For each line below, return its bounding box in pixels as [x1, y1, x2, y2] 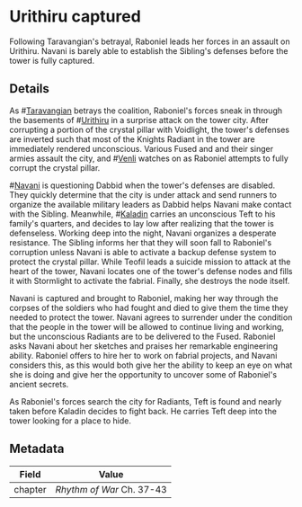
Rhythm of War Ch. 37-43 [55, 483, 168, 495]
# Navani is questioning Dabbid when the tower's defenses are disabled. [9, 180, 276, 191]
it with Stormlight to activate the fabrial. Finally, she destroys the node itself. [9, 275, 290, 286]
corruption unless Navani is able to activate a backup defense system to [9, 246, 277, 257]
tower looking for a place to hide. [9, 415, 132, 426]
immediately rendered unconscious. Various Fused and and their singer [9, 143, 274, 154]
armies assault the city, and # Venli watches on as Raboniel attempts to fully [9, 153, 289, 164]
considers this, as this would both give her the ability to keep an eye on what [9, 360, 293, 370]
